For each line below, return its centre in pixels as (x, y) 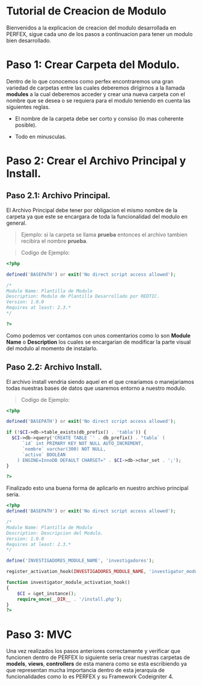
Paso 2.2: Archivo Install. (54, 367)
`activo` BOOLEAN (44, 455)
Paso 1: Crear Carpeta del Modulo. (93, 65)
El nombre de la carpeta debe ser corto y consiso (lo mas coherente (99, 118)
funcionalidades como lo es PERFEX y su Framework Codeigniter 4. (90, 676)
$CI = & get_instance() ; (47, 593)
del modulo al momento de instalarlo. (52, 348)
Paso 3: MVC (39, 634)
